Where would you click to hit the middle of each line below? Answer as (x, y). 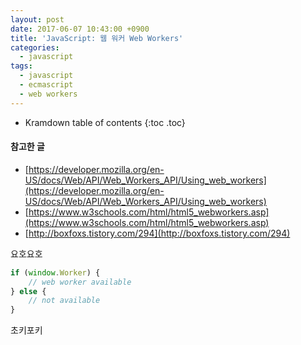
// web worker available (80, 282)
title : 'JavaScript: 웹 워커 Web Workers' (97, 38)
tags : (21, 66)
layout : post (37, 19)
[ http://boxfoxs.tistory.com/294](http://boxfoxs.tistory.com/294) (157, 233)
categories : (35, 47)
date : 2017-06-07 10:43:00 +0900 (80, 29)
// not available (64, 301)
